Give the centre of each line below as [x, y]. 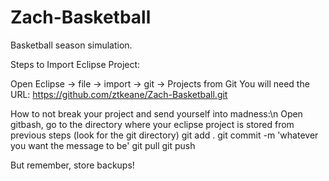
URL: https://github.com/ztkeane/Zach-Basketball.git [119, 94]
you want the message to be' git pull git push [103, 145]
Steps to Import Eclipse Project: [75, 64]
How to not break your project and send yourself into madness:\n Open [156, 113]
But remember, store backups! [72, 165]
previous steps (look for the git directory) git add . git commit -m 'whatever [164, 135]
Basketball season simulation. [71, 45]
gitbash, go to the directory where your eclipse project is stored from [152, 124]
